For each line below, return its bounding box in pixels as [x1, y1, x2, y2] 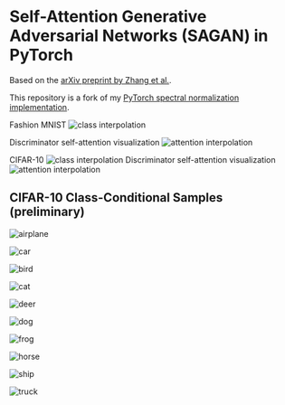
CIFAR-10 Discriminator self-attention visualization [9, 154, 276, 165]
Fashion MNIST [9, 119, 67, 130]
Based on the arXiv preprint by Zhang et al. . [9, 74, 172, 85]
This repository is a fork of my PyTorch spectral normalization [9, 92, 240, 103]
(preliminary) [9, 204, 86, 220]
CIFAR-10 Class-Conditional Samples [9, 190, 223, 205]
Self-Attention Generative [9, 6, 207, 27]
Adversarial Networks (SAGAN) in [9, 25, 269, 46]
